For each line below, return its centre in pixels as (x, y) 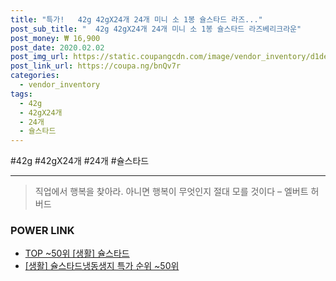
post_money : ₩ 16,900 (55, 38)
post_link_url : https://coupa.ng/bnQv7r (96, 66)
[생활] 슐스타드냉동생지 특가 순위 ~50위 (102, 266)
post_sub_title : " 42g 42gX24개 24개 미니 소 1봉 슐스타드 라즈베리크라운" (156, 29)
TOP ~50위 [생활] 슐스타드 (77, 253)
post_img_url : (40, 57)
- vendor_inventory (60, 85)
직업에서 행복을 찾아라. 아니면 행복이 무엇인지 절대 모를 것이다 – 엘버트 (171, 192)
